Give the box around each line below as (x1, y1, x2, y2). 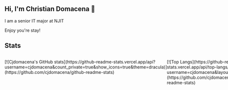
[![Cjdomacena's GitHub (4, 59, 53, 65)
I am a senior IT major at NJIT (4, 18, 64, 23)
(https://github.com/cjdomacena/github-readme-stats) (4, 69, 115, 75)
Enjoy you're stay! (4, 27, 41, 33)
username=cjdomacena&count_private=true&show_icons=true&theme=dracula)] (4, 64, 167, 70)
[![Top (166, 59, 179, 65)
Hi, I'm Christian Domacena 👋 (4, 5, 96, 13)
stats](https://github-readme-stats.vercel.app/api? (54, 59, 156, 65)
